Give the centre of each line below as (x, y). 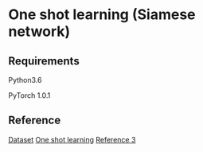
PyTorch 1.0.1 (29, 95)
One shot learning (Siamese (102, 15)
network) (39, 31)
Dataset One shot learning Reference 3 (72, 139)
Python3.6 (25, 80)
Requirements (44, 61)
